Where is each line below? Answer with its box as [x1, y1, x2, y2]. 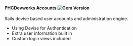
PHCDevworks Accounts [4, 5, 57, 11]
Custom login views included [11, 36, 71, 42]
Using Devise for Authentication [11, 25, 77, 31]
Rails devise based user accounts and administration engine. [4, 16, 129, 22]
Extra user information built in [11, 30, 72, 36]
